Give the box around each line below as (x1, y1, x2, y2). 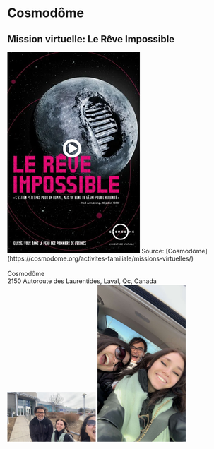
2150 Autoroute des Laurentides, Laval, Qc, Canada (7, 277, 157, 285)
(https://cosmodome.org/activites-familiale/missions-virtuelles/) (7, 254, 194, 263)
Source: (141, 247, 165, 256)
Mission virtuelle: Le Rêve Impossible (7, 33, 175, 45)
